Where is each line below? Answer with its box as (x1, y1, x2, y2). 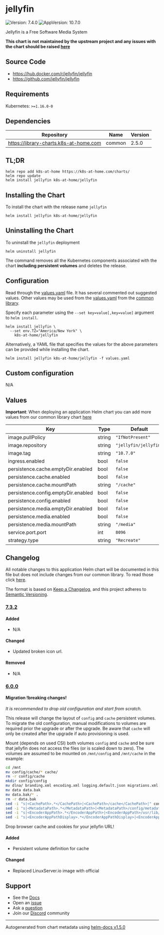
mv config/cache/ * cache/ (5, 769, 58, 775)
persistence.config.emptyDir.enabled (8, 489, 93, 496)
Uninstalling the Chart (5, 227, 74, 235)
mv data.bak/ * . (5, 792, 38, 797)
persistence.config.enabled (8, 497, 71, 504)
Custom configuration (5, 369, 74, 377)
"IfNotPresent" (115, 435, 151, 440)
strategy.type (8, 537, 38, 544)
